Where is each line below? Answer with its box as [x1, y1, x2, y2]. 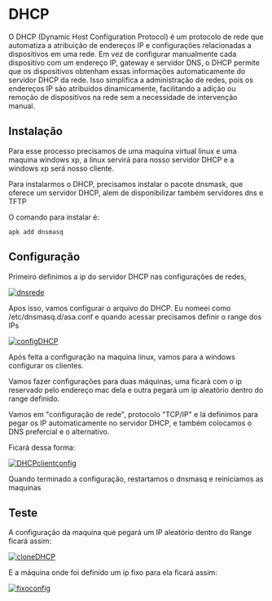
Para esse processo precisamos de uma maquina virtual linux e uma [8, 146, 238, 155]
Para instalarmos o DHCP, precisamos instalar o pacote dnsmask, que [8, 179, 243, 189]
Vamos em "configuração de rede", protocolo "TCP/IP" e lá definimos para [8, 409, 259, 419]
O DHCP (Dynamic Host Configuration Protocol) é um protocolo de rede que [8, 32, 264, 41]
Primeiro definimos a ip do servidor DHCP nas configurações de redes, [8, 272, 247, 281]
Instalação [8, 124, 64, 138]
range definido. [8, 394, 60, 403]
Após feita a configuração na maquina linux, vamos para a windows [8, 351, 236, 362]
